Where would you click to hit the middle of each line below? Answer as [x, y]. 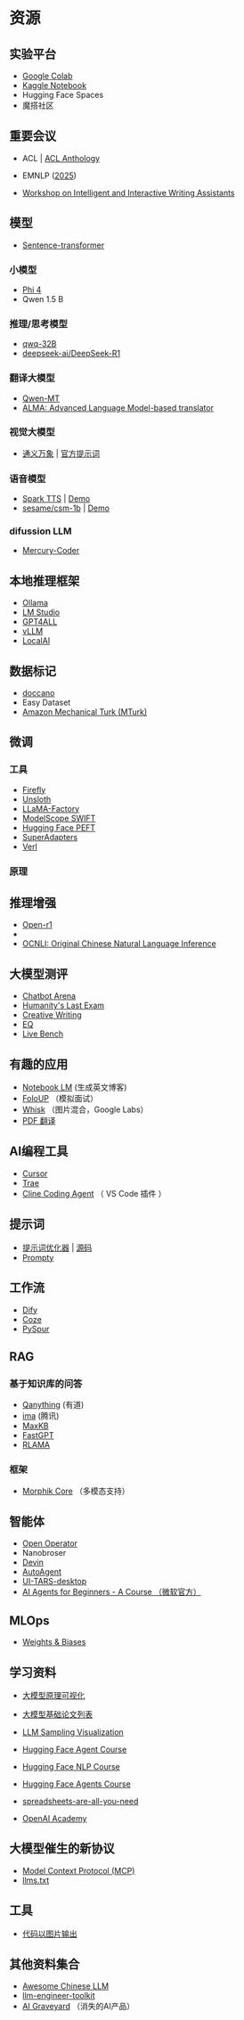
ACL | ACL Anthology [61, 158]
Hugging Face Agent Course [74, 1749]
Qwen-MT [41, 398]
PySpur [36, 1329]
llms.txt [36, 1880]
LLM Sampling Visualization [73, 1732]
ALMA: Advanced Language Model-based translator [118, 407]
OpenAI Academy [54, 1818]
